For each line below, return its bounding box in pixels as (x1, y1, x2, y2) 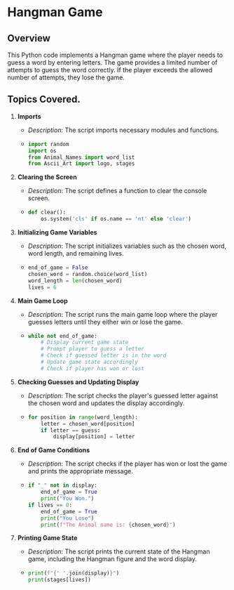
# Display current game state (41, 339, 129, 346)
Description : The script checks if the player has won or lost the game (27, 459, 228, 468)
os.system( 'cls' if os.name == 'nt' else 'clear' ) (41, 216, 191, 223)
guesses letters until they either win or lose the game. (27, 317, 184, 326)
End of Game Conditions (17, 446, 90, 454)
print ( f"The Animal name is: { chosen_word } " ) (41, 521, 177, 528)
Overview (7, 32, 51, 44)
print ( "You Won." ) (41, 495, 95, 502)
